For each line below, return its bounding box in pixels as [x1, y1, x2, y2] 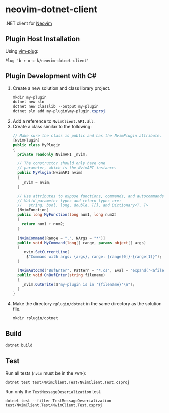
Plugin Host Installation [5, 35, 80, 43]
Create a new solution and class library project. [12, 85, 111, 91]
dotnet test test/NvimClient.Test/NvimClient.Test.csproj [5, 380, 130, 385]
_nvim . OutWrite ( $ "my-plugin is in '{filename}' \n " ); [22, 282, 135, 287]
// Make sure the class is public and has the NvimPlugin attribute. [12, 133, 162, 138]
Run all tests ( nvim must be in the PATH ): [5, 370, 87, 376]
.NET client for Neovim [5, 20, 52, 26]
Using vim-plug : [5, 48, 39, 54]
